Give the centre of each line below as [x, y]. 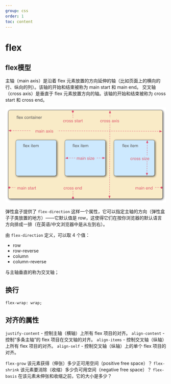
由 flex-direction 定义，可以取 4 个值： [48, 235]
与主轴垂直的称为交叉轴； [32, 272]
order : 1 [15, 16]
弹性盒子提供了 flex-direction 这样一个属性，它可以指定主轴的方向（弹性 [83, 212]
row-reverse [26, 251]
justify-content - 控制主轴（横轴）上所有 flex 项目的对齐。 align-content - [85, 333]
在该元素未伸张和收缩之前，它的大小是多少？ [65, 376]
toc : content [19, 21]
